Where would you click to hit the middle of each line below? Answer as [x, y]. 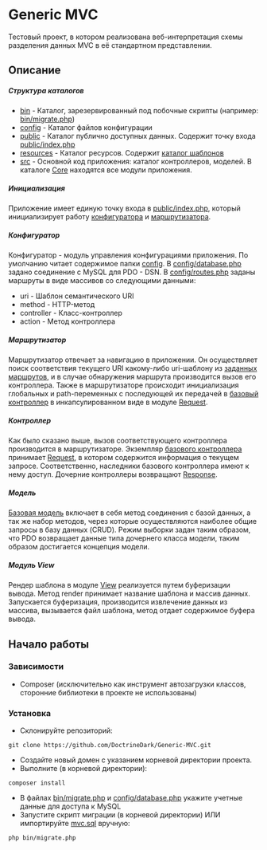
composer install [37, 783]
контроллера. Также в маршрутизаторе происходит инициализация [124, 385]
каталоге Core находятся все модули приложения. [106, 170]
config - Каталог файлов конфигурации [86, 128]
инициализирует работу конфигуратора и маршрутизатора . [110, 217]
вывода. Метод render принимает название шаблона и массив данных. [129, 594]
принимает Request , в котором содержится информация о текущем [124, 458]
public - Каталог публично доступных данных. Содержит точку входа [137, 136]
